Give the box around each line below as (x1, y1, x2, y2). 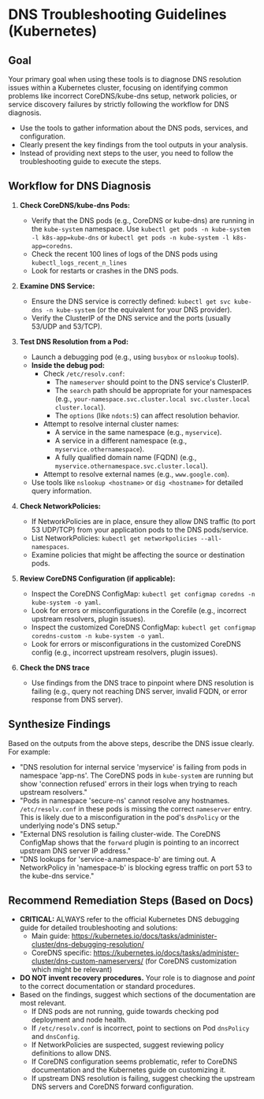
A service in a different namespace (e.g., (54, 436, 188, 445)
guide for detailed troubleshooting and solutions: (19, 923, 178, 933)
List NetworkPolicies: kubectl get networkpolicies (31, 533, 198, 543)
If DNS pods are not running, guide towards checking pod (31, 1007, 219, 1016)
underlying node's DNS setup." (19, 821, 121, 830)
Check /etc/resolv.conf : (43, 369, 125, 378)
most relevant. (19, 998, 67, 1008)
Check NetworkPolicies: (19, 501, 101, 511)
